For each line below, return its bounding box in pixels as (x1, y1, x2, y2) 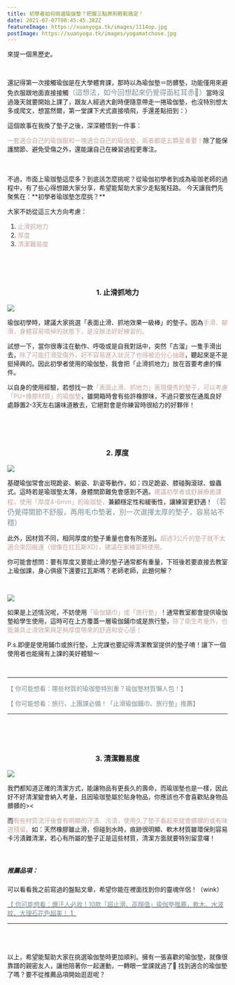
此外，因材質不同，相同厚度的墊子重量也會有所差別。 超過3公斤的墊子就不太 (7, 534, 226, 542)
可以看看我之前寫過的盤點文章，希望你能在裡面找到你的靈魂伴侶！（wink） (7, 885, 223, 894)
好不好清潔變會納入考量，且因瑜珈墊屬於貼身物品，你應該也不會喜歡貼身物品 (7, 793, 228, 801)
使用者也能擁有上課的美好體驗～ (7, 649, 99, 657)
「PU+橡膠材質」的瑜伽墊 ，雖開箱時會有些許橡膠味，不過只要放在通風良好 (7, 391, 222, 400)
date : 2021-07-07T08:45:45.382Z (7, 17, 101, 24)
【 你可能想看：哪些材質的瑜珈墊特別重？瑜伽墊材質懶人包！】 (7, 684, 187, 692)
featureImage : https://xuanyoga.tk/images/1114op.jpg (7, 23, 168, 30)
